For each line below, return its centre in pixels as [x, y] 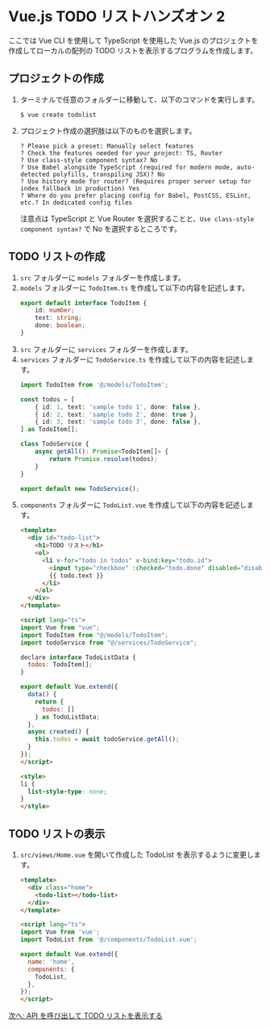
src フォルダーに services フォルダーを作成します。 [106, 349]
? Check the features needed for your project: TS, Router [121, 153]
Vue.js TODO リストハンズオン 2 [117, 17]
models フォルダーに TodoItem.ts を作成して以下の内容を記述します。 [135, 287]
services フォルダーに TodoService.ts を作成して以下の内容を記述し [133, 359]
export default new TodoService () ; [80, 489]
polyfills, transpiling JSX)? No [109, 174]
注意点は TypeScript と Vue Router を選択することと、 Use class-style [137, 218]
